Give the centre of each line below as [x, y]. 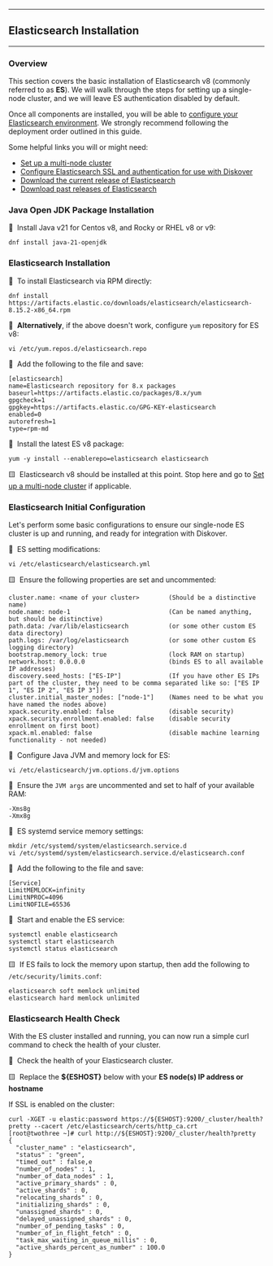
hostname [26, 1089]
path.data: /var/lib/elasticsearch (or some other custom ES [132, 626]
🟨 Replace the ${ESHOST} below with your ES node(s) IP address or [126, 1077]
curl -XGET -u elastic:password [63, 1119]
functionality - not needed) [58, 740]
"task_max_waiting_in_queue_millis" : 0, [87, 1241]
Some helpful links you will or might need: [78, 147]
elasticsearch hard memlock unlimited [74, 998]
